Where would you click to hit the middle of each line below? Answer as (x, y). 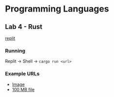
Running (15, 51)
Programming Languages (57, 9)
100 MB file (23, 89)
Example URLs (22, 74)
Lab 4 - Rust (24, 27)
